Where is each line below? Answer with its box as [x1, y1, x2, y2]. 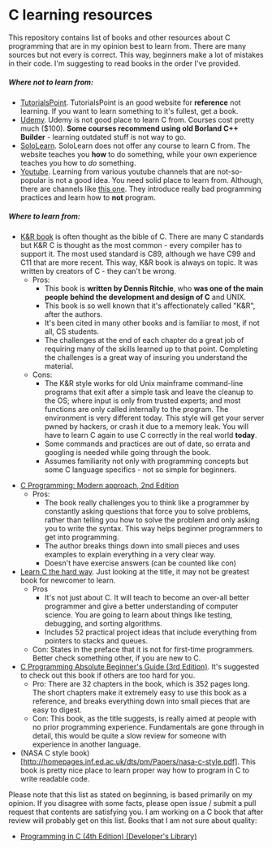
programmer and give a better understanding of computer [44, 601, 239, 611]
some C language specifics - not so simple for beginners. [44, 465, 237, 474]
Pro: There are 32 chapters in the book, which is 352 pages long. [32, 678, 250, 688]
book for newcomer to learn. [19, 575, 116, 585]
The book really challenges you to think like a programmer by [44, 497, 250, 507]
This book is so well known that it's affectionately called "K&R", [44, 301, 256, 310]
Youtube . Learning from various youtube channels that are [19, 167, 216, 176]
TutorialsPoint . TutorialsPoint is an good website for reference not [19, 97, 241, 107]
